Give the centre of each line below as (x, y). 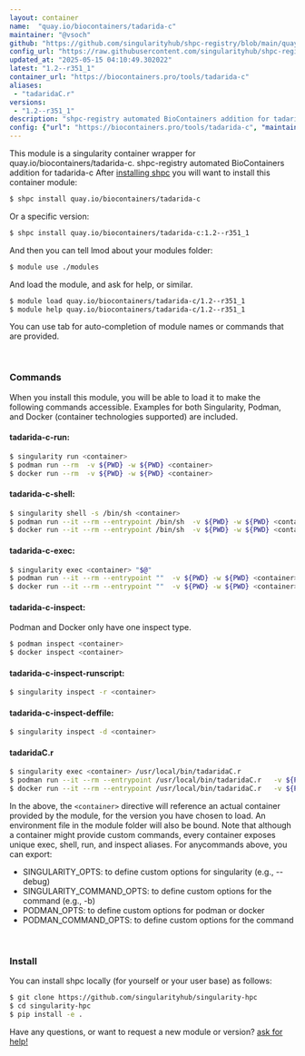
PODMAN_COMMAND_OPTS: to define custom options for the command (158, 920)
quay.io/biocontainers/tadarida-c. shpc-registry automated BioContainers (147, 163)
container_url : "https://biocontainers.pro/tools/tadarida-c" (129, 77)
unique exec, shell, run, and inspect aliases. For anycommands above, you (148, 844)
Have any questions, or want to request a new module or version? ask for (146, 1032)
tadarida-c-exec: (42, 550)
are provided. (34, 336)
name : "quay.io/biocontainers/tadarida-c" (93, 26)
